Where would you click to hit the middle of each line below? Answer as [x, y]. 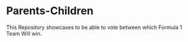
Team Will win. [24, 33]
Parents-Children [50, 11]
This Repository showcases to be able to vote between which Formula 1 [94, 27]
